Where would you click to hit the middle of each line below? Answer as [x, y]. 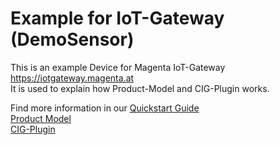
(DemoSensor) [72, 39]
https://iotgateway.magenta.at [72, 78]
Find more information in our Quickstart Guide [105, 108]
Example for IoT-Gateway [117, 18]
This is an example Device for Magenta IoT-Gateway [118, 67]
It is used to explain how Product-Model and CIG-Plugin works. [140, 88]
